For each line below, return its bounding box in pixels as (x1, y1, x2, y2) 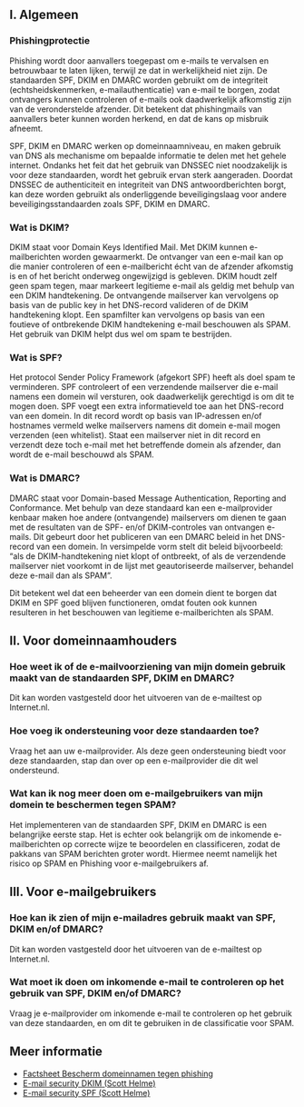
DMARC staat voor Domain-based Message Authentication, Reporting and (9, 493, 287, 504)
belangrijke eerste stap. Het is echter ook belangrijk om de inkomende (9, 829, 272, 840)
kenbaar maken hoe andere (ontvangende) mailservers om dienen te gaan (9, 512, 287, 523)
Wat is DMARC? (9, 472, 81, 484)
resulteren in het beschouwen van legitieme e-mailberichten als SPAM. (9, 606, 274, 617)
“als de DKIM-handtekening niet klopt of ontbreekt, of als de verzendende (9, 550, 286, 562)
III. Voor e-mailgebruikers (9, 884, 157, 900)
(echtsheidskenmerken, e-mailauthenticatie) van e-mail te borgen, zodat (9, 84, 280, 95)
